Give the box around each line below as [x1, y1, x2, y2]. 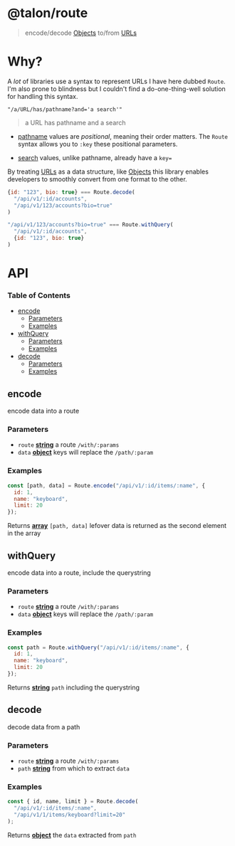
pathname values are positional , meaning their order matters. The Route [17, 132, 228, 140]
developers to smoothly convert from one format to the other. [7, 174, 187, 183]
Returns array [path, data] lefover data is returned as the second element [7, 522, 226, 530]
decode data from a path [7, 722, 80, 731]
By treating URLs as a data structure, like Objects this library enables [7, 167, 209, 176]
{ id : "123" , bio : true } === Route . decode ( [7, 189, 135, 196]
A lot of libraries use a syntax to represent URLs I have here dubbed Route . [7, 77, 226, 85]
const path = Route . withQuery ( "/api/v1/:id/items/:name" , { [7, 644, 190, 651]
